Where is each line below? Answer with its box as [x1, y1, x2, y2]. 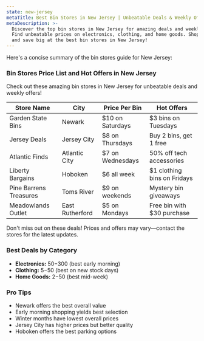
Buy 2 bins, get [149, 131, 192, 140]
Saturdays [102, 122, 131, 130]
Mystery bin [149, 184, 184, 192]
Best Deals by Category [6, 246, 78, 255]
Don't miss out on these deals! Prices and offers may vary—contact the [6, 224, 185, 232]
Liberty [9, 167, 30, 175]
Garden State [9, 114, 47, 122]
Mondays [102, 209, 129, 218]
